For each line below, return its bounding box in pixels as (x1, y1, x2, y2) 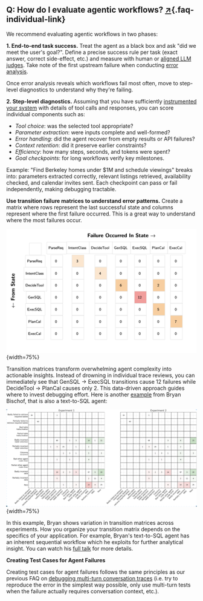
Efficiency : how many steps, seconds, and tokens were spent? (14, 148, 170, 155)
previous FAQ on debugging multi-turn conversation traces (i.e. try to (6, 575, 178, 582)
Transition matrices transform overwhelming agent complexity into (6, 365, 172, 372)
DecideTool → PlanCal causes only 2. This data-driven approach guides (6, 384, 185, 392)
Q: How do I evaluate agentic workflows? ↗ (6, 5, 172, 15)
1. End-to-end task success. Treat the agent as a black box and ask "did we (6, 42, 196, 49)
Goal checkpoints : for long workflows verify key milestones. (14, 154, 165, 162)
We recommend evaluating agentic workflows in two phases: (6, 30, 158, 38)
